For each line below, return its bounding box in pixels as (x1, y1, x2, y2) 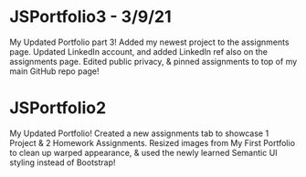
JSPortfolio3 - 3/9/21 (9, 6, 172, 27)
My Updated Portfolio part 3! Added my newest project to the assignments (9, 36, 290, 47)
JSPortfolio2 (9, 98, 107, 119)
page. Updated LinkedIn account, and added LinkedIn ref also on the (9, 46, 268, 57)
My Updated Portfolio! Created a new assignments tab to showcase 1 (9, 128, 269, 139)
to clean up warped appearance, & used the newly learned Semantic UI (9, 147, 278, 158)
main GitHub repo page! (9, 66, 100, 77)
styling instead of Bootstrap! (9, 157, 116, 168)
